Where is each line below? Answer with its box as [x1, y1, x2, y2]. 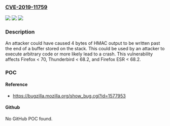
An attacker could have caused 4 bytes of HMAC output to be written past [5, 40, 160, 46]
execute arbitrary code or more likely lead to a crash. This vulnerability [5, 51, 153, 57]
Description [5, 28, 35, 36]
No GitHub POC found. [5, 115, 53, 121]
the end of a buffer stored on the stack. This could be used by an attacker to [5, 45, 165, 51]
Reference [5, 81, 28, 87]
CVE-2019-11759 [5, 4, 48, 11]
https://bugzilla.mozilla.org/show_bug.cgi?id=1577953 [12, 92, 126, 99]
